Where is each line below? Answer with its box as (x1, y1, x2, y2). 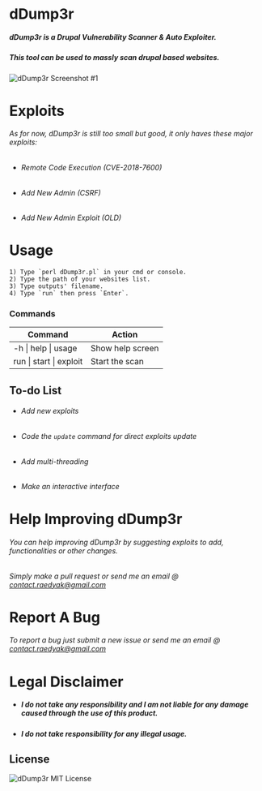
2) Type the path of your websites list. (9, 275, 151, 284)
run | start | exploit (13, 356, 83, 368)
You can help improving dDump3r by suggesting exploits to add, (9, 537, 224, 547)
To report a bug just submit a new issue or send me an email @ (9, 635, 221, 645)
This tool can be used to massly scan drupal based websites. (9, 53, 220, 62)
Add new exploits (20, 406, 79, 416)
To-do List (9, 383, 62, 398)
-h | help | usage (13, 342, 78, 354)
